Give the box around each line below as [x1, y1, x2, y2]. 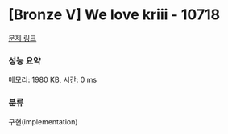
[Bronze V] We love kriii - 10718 [8, 6, 220, 24]
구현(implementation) [8, 116, 78, 126]
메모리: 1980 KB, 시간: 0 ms [8, 75, 97, 85]
